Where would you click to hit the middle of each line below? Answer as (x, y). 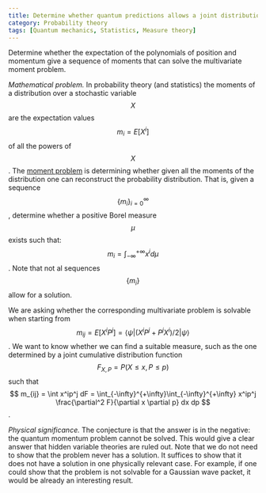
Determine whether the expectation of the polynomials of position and (122, 53)
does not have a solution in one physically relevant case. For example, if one (133, 463)
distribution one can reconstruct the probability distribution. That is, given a (131, 179)
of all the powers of (40, 146)
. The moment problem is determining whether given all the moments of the (131, 170)
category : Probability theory (58, 23)
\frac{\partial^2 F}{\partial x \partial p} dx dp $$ (133, 402)
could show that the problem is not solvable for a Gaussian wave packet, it (129, 472)
